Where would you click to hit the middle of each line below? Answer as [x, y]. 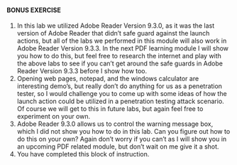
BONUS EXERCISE [34, 10]
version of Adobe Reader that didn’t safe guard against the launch [113, 33]
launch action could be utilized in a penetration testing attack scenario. [120, 101]
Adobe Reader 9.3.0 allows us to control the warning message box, [115, 124]
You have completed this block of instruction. [83, 154]
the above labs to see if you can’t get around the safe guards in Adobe [120, 63]
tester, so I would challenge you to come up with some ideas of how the [122, 94]
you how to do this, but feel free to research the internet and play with [119, 56]
